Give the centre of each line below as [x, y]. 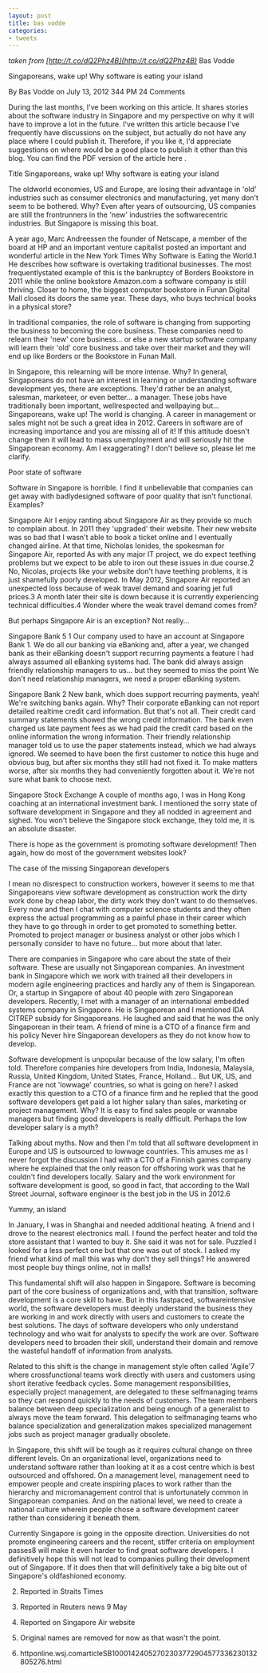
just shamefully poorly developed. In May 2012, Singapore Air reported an [130, 580]
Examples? [26, 505]
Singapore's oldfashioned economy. [67, 1576]
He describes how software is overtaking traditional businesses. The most [130, 264]
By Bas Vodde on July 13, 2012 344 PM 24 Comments [97, 92]
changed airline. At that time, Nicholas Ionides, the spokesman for [116, 546]
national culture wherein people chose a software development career [124, 1510]
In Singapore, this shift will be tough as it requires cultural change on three [130, 1450]
